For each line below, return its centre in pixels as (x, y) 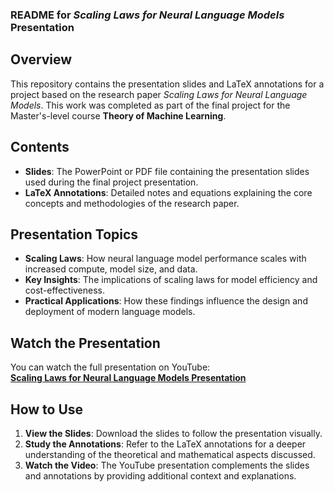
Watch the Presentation (85, 343)
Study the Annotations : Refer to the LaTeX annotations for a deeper (165, 444)
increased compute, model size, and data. (111, 269)
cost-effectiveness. (65, 290)
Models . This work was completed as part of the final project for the (150, 105)
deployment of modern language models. (110, 312)
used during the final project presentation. (111, 182)
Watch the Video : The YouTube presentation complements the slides (167, 465)
